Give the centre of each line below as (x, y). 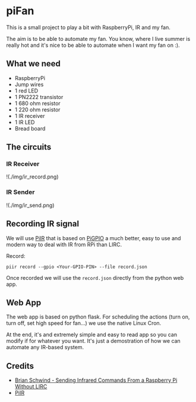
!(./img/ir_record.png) (32, 177)
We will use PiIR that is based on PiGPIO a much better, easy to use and (94, 238)
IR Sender (20, 192)
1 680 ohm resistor (37, 103)
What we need (34, 64)
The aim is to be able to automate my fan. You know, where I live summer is (98, 39)
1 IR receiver (30, 116)
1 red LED (26, 91)
